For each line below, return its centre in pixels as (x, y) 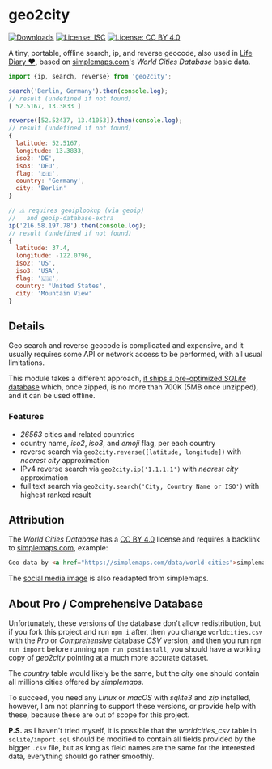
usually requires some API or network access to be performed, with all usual (136, 355)
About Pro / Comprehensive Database (106, 603)
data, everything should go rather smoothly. (81, 756)
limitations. (27, 363)
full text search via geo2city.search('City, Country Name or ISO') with (140, 486)
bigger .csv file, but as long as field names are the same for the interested (132, 748)
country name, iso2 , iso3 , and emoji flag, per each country (118, 443)
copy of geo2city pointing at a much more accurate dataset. (108, 658)
